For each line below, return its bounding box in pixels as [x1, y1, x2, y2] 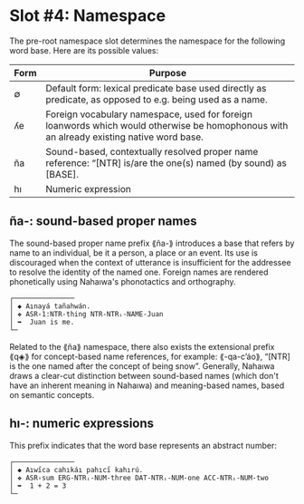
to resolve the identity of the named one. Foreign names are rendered [9, 267, 269, 277]
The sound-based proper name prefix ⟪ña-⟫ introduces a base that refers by [9, 237, 295, 248]
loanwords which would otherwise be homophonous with [44, 119, 289, 131]
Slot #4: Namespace [9, 5, 166, 26]
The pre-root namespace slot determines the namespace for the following [9, 35, 286, 46]
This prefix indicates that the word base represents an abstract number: [9, 440, 278, 451]
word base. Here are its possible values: [9, 44, 159, 55]
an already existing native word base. [44, 131, 204, 143]
